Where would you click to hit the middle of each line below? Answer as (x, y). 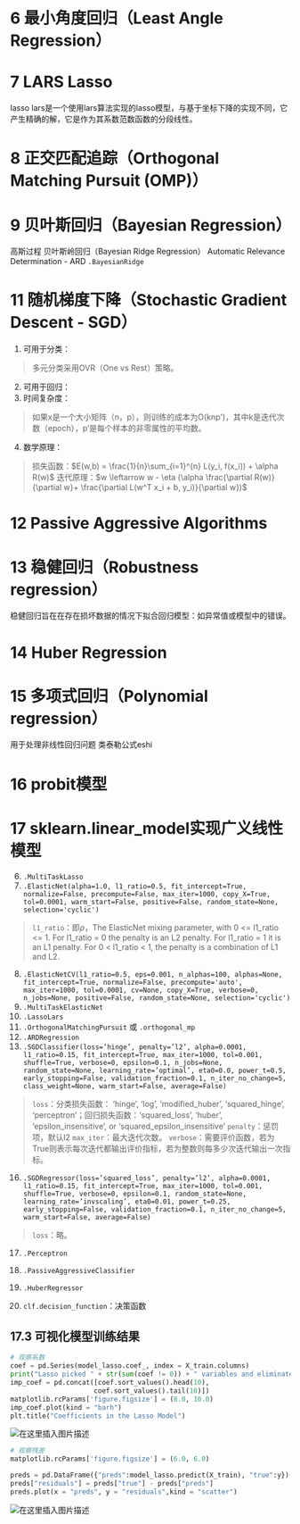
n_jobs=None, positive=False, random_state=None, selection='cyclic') (157, 998)
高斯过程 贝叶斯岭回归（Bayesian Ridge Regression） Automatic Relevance (148, 252)
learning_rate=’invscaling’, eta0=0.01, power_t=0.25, (127, 1202)
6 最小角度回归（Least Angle (117, 18)
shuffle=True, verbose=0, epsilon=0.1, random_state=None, (135, 1194)
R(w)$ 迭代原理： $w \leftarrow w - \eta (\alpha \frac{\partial (142, 478)
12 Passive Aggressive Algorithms (139, 524)
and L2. (46, 956)
